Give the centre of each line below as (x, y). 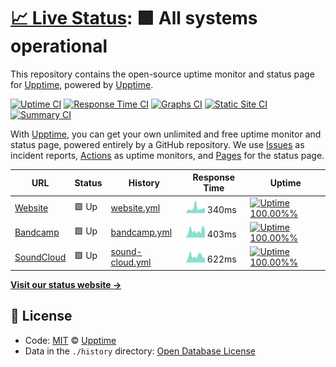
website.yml (135, 208)
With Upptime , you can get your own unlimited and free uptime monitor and (166, 134)
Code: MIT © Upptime (70, 340)
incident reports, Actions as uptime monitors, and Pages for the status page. (167, 155)
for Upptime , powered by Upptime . (82, 84)
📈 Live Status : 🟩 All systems (134, 18)
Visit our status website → (66, 284)
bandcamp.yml (141, 232)
